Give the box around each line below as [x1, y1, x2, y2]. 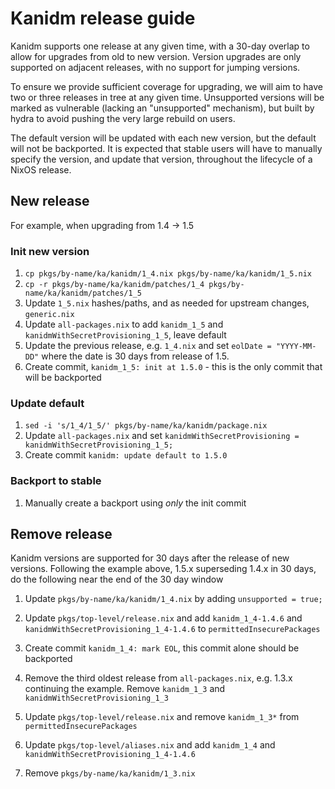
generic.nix [24, 310, 75, 320]
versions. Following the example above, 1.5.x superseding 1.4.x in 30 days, [10, 563, 317, 575]
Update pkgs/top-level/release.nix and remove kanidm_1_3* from [24, 711, 300, 723]
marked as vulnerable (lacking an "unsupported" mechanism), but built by [10, 102, 315, 114]
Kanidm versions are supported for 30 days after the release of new [10, 552, 290, 564]
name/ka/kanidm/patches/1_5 [24, 288, 142, 299]
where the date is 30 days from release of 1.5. [41, 350, 230, 362]
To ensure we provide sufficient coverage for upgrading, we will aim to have [10, 80, 323, 92]
